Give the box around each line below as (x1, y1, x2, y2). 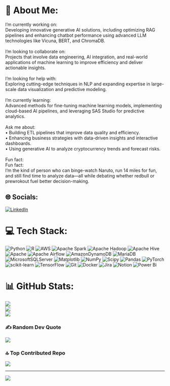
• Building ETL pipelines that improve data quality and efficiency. (5, 129, 140, 135)
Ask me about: (5, 124, 35, 130)
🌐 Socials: (5, 193, 38, 201)
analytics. (5, 113, 25, 119)
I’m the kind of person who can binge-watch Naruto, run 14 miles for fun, (5, 167, 157, 173)
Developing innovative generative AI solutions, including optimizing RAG (5, 26, 155, 33)
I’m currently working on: (5, 21, 58, 27)
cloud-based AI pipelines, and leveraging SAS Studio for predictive (5, 108, 145, 114)
